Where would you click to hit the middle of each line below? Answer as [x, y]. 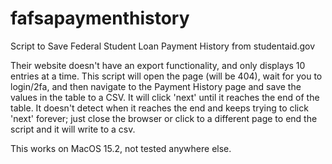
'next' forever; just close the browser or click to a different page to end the [164, 118]
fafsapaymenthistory [100, 18]
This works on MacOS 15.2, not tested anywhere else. [121, 148]
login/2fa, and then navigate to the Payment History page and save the [156, 86]
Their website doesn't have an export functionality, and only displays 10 [158, 65]
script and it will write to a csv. [73, 129]
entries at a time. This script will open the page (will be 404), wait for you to [166, 76]
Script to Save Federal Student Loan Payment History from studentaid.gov [163, 46]
